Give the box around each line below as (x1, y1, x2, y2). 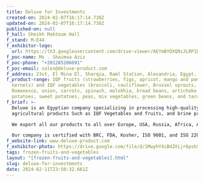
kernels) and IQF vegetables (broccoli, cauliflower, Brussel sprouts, (12, 83, 197, 89)
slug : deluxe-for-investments (6, 160, 83, 167)
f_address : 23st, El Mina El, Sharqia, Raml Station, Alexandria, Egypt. (6, 71, 197, 77)
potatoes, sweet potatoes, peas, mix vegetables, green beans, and (12, 93, 186, 99)
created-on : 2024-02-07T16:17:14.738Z (6, 15, 104, 21)
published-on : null (6, 25, 56, 32)
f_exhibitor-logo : (6, 43, 53, 49)
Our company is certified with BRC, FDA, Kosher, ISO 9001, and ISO (12, 132, 189, 138)
